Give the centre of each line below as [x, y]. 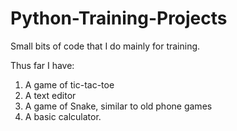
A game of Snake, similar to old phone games [118, 106]
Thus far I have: [42, 65]
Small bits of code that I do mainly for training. [105, 46]
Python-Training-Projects [119, 18]
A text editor [50, 95]
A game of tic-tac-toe [69, 84]
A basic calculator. [63, 116]
